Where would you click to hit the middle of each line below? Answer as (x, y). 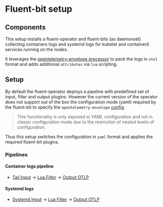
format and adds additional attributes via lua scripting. (61, 64)
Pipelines (16, 154)
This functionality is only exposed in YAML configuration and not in (85, 117)
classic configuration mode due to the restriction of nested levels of (86, 122)
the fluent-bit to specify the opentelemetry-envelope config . (65, 107)
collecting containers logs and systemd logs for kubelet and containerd (77, 44)
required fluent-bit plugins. (32, 142)
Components (25, 27)
